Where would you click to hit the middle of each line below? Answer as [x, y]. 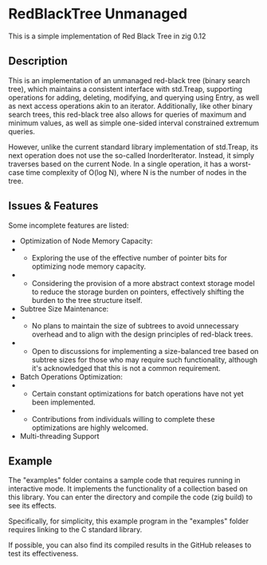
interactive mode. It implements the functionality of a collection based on [128, 489]
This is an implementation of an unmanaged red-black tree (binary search [129, 80]
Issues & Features [53, 206]
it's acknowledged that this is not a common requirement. [126, 368]
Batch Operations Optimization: [71, 376]
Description [38, 61]
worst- [240, 164]
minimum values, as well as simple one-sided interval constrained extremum [133, 123]
